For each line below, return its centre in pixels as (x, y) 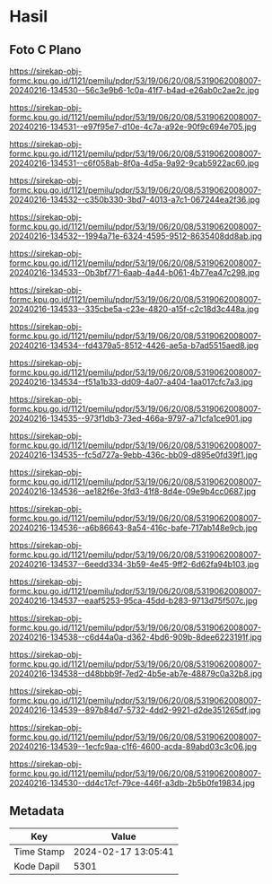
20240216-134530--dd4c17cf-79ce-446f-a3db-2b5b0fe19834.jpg (132, 783)
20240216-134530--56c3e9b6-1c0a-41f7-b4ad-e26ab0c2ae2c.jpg (134, 90)
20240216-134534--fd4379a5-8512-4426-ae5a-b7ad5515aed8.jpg (134, 346)
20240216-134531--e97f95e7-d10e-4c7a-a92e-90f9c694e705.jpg (133, 127)
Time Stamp (39, 852)
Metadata (37, 811)
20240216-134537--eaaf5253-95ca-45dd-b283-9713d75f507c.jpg (133, 600)
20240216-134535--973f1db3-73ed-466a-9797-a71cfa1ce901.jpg (131, 418)
